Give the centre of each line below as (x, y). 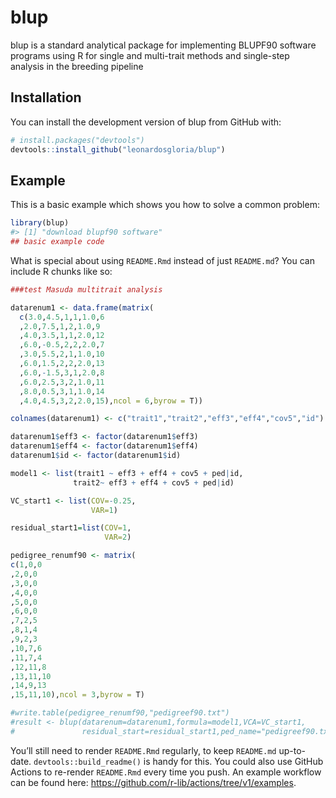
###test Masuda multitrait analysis (86, 289)
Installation (46, 97)
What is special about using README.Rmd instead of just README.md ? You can (162, 260)
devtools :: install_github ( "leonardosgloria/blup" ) (118, 149)
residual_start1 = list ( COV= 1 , (71, 528)
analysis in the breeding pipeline (77, 66)
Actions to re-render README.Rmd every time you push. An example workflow (166, 772)
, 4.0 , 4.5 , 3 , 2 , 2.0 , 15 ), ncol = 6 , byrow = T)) (111, 401)
